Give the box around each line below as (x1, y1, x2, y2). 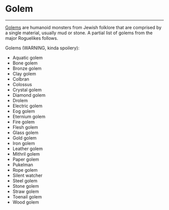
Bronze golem (12, 65, 42, 71)
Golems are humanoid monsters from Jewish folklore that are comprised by (5, 24, 162, 30)
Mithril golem (12, 151, 40, 157)
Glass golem (12, 129, 39, 135)
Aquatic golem (12, 54, 43, 60)
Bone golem (12, 60, 38, 66)
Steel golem (12, 177, 38, 184)
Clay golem (12, 71, 36, 77)
